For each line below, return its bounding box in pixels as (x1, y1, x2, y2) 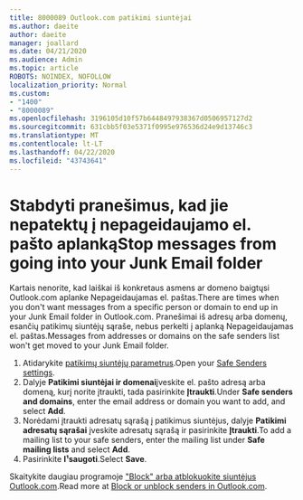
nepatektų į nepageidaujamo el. (9, 214, 251, 235)
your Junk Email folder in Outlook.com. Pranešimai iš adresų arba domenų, (9, 311, 288, 322)
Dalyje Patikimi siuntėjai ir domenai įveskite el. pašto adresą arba (22, 377, 266, 388)
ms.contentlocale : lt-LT (9, 139, 103, 148)
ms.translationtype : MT (9, 131, 99, 140)
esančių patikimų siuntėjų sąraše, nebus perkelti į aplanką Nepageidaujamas (9, 321, 294, 332)
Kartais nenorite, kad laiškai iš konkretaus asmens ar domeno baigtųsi (9, 282, 270, 294)
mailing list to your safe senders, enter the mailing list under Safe (22, 435, 265, 446)
